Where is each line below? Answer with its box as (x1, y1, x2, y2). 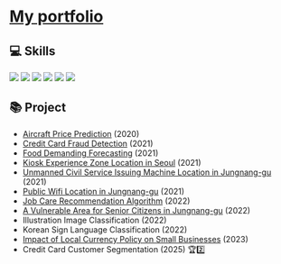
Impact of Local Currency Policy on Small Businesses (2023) (22, 233, 248, 244)
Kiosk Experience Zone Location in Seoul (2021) (22, 157, 201, 168)
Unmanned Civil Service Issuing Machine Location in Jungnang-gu (22, 167, 272, 178)
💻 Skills (9, 43, 56, 59)
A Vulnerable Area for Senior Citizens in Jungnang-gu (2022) (22, 205, 251, 215)
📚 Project (9, 100, 66, 115)
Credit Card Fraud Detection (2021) (22, 138, 154, 149)
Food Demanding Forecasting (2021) (22, 147, 159, 159)
